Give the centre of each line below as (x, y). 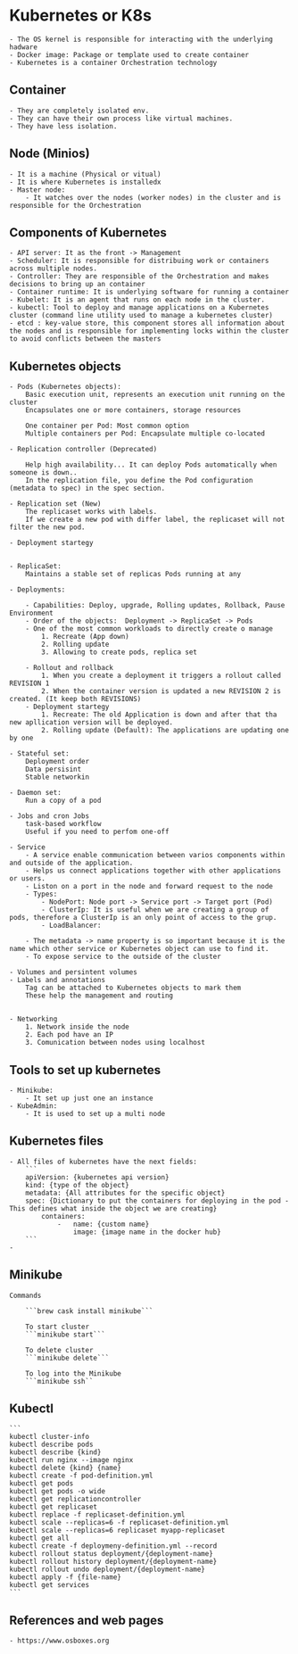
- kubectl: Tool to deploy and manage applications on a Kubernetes (139, 308)
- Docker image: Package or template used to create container (129, 54)
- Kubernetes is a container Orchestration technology (113, 62)
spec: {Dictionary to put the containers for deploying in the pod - (157, 1201)
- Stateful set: (39, 754)
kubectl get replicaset (54, 1507)
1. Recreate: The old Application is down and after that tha (159, 715)
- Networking (33, 1019)
